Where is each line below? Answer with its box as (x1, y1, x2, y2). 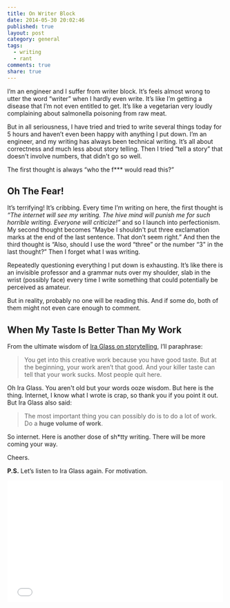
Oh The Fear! (7, 185, 64, 197)
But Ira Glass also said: (7, 398, 73, 407)
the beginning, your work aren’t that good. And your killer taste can (23, 363, 215, 371)
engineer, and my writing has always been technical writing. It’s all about (7, 137, 213, 145)
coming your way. (7, 440, 58, 448)
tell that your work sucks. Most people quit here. (23, 371, 162, 379)
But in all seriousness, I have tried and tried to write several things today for (7, 122, 222, 131)
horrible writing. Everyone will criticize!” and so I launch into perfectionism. (7, 219, 221, 227)
